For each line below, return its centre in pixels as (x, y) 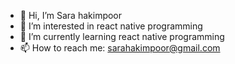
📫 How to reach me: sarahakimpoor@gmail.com (120, 48)
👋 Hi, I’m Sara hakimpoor (71, 15)
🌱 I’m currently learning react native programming (122, 36)
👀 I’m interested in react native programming (111, 26)
